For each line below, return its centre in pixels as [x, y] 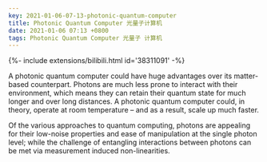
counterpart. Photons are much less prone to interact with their [134, 85]
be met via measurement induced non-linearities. [89, 151]
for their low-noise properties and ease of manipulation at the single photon [133, 134]
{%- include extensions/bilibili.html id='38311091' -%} [97, 61]
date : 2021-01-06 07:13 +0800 [59, 30]
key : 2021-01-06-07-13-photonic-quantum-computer [93, 16]
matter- [246, 76]
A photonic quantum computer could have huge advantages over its [120, 76]
